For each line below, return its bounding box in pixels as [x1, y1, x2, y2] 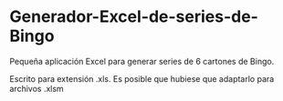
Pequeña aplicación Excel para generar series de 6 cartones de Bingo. [9, 56, 275, 66]
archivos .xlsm [9, 83, 64, 94]
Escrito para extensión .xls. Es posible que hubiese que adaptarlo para [9, 73, 275, 84]
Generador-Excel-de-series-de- [9, 6, 258, 27]
